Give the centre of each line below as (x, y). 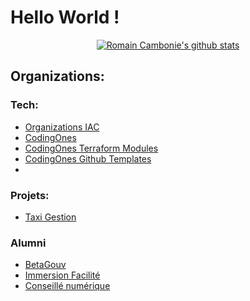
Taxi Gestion (50, 217)
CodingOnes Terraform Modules (91, 148)
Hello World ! (65, 17)
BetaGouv (45, 265)
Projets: (30, 195)
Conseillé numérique (67, 286)
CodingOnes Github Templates (88, 158)
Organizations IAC (62, 127)
